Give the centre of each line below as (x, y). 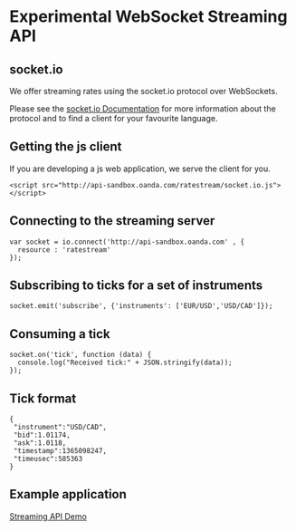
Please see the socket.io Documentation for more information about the (143, 109)
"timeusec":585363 (48, 459)
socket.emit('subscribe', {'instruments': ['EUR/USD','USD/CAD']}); (141, 306)
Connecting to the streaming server (112, 221)
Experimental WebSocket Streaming (148, 17)
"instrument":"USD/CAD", (60, 428)
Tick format (43, 398)
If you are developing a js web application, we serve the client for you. (140, 169)
